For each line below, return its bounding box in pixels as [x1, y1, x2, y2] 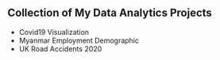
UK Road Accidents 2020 [18, 43, 102, 54]
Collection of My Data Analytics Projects [7, 6, 212, 20]
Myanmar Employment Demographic [18, 36, 140, 45]
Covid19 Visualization [18, 27, 89, 36]
